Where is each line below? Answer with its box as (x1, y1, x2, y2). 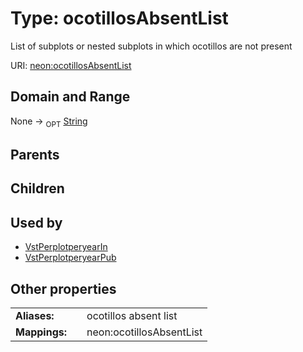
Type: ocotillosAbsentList (10, 7, 229, 30)
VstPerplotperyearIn (24, 241, 108, 253)
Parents (10, 146, 60, 163)
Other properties (10, 280, 117, 297)
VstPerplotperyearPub (24, 252, 117, 264)
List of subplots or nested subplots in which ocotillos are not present (10, 40, 293, 52)
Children (10, 180, 65, 197)
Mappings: (15, 325, 68, 339)
